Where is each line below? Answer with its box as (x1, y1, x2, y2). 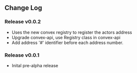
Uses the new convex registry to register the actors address (11, 29, 132, 35)
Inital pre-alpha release (11, 62, 59, 68)
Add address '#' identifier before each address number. (11, 40, 124, 45)
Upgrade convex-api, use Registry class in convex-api (11, 34, 120, 40)
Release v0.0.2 (4, 18, 41, 25)
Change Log (4, 4, 42, 12)
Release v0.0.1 (4, 52, 39, 58)
